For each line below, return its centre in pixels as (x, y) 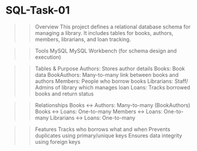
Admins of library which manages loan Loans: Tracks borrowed (112, 87)
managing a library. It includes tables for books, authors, (104, 33)
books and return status (64, 94)
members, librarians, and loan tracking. (83, 39)
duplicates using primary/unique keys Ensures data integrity (109, 135)
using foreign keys (58, 142)
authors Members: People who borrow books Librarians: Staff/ (112, 81)
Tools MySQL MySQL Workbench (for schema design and (106, 50)
